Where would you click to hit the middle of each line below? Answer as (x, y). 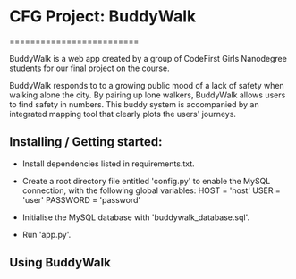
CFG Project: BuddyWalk (103, 17)
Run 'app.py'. (47, 234)
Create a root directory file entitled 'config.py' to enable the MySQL (146, 181)
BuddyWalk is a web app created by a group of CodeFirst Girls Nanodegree (148, 58)
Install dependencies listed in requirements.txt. (108, 164)
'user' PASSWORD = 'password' (81, 199)
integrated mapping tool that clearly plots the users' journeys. (123, 114)
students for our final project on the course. (89, 68)
